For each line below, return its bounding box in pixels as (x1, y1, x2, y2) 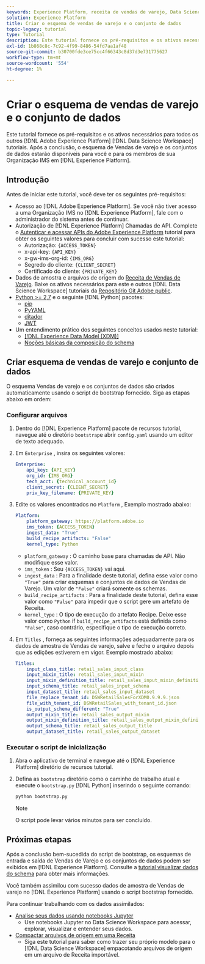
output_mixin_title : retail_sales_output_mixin (26, 711, 149, 717)
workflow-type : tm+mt (6, 54, 62, 61)
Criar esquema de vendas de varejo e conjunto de (6, 357, 199, 367)
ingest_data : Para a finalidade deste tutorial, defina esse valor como (24, 571, 198, 579)
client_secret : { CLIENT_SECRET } (26, 484, 109, 490)
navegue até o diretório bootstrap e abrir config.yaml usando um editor (15, 431, 193, 439)
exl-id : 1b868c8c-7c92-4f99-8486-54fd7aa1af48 (6, 43, 127, 50)
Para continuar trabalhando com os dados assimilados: (6, 900, 145, 908)
